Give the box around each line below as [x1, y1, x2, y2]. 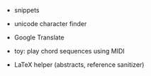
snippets [13, 6, 40, 14]
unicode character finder [13, 20, 87, 27]
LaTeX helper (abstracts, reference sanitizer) [13, 61, 145, 69]
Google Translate [13, 33, 65, 42]
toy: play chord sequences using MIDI [13, 47, 125, 55]
